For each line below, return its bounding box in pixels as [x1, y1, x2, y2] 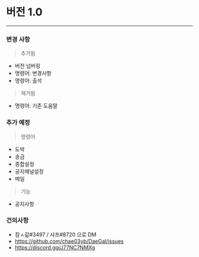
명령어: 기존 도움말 [14, 102, 58, 109]
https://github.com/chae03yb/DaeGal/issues [14, 238, 124, 245]
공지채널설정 [14, 168, 44, 175]
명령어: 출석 [14, 77, 43, 84]
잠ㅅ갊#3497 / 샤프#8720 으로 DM [14, 231, 97, 238]
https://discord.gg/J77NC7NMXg [14, 243, 95, 251]
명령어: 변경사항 [14, 70, 52, 77]
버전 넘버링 [14, 63, 41, 70]
